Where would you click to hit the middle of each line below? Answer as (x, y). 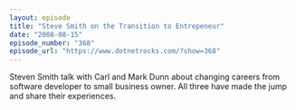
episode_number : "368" (52, 43)
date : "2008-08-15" (46, 34)
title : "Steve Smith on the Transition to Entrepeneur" (117, 26)
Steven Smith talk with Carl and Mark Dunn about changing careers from (145, 77)
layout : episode (40, 18)
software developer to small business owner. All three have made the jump (148, 87)
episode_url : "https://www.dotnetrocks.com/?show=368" (115, 51)
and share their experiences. (62, 96)
